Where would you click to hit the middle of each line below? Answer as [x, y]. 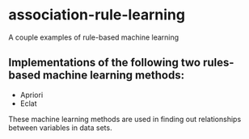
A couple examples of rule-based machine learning [94, 37]
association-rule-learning [97, 15]
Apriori [32, 95]
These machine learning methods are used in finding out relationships [125, 119]
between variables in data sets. [60, 128]
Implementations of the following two [104, 63]
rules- [218, 63]
